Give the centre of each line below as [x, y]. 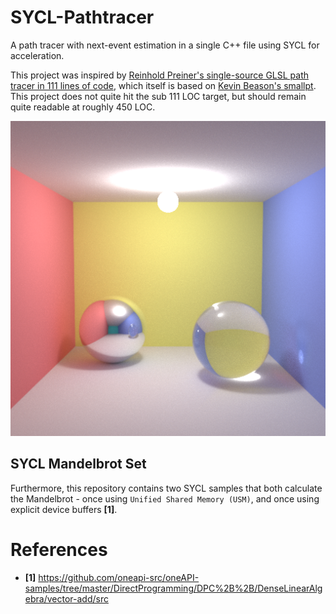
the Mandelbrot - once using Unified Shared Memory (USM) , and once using [165, 498]
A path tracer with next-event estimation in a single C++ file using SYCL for [165, 45]
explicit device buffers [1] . [64, 509]
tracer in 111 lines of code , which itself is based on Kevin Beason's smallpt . [163, 85]
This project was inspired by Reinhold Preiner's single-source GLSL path [160, 75]
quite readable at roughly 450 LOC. [83, 107]
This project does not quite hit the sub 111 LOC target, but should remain [158, 96]
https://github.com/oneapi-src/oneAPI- [119, 577]
